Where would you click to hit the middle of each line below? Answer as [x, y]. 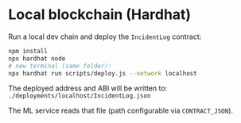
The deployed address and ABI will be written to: [88, 88]
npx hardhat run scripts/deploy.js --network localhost [103, 73]
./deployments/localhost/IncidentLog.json [80, 96]
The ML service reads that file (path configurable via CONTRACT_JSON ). [120, 111]
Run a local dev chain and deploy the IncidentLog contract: [105, 37]
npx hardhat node [37, 58]
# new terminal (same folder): [60, 66]
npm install [28, 51]
